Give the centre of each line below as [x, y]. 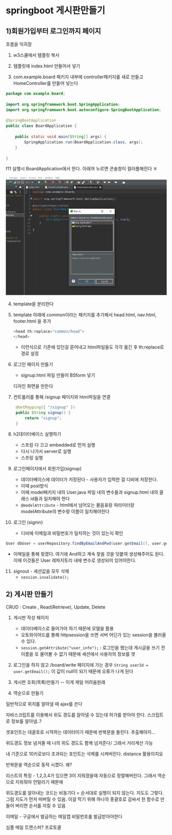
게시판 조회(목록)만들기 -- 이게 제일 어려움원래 [59, 682]
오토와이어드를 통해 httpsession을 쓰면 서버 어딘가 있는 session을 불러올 [93, 634]
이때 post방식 [34, 486]
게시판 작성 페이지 [31, 618]
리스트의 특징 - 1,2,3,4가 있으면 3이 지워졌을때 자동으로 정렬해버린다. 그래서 [81, 775]
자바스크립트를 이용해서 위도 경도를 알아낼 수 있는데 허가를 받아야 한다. [76, 715]
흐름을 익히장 [19, 44]
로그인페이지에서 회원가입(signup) [47, 468]
